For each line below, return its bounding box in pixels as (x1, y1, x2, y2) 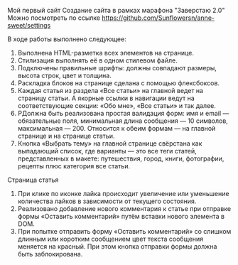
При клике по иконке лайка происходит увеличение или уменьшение (17, 190, 229, 198)
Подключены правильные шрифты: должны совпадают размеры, (17, 64, 217, 72)
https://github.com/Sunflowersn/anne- (102, 13, 215, 22)
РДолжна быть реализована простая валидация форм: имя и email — (17, 109, 229, 117)
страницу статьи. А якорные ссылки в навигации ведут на (17, 94, 195, 102)
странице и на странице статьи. (17, 131, 115, 140)
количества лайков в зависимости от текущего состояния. (17, 197, 197, 205)
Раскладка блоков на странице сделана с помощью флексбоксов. (17, 79, 220, 87)
